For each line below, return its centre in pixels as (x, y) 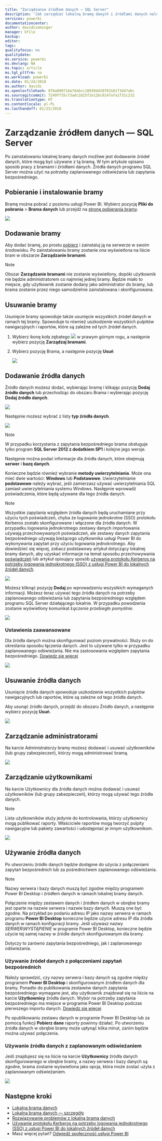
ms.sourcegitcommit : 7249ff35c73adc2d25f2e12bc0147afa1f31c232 (70, 95)
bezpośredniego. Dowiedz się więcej (42, 656)
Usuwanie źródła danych (43, 680)
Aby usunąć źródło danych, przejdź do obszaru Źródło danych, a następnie (80, 707)
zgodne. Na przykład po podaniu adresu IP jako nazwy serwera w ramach (78, 913)
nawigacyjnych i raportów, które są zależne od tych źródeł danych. (71, 327)
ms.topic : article (23, 68)
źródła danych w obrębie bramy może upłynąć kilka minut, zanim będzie (77, 1028)
